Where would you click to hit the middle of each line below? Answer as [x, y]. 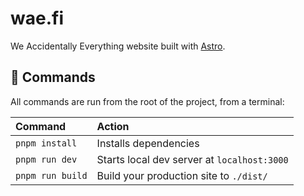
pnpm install [46, 143]
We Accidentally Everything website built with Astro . [118, 46]
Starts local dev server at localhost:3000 [192, 159]
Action [113, 126]
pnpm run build [51, 175]
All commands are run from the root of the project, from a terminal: [147, 101]
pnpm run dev [46, 159]
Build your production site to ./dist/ [182, 175]
